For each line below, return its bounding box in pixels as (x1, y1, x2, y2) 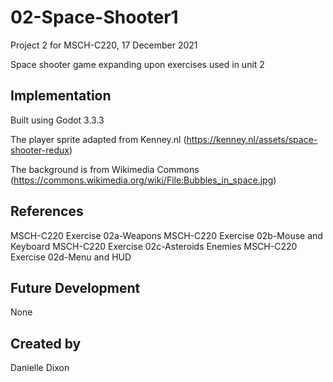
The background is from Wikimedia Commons (10, 163, 200, 175)
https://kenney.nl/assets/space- (186, 133, 318, 145)
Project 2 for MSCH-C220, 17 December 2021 (10, 39, 198, 51)
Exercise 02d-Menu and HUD (10, 251, 132, 263)
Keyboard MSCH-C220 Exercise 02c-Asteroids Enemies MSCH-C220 (10, 240, 298, 252)
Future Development (10, 279, 141, 296)
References (10, 203, 84, 220)
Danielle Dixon (10, 362, 70, 374)
